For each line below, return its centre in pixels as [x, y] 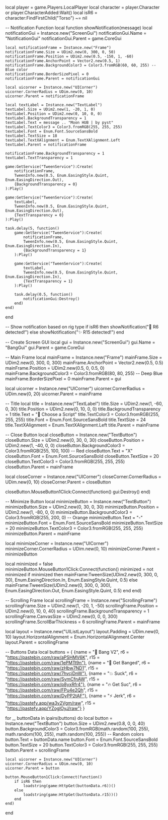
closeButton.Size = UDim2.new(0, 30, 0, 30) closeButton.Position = [75, 440]
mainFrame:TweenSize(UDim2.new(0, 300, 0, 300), [58, 585]
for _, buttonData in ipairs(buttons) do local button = [59, 718]
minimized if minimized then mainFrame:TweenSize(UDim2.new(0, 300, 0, [82, 574]
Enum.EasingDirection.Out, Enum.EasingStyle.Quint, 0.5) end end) [73, 591]
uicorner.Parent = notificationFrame [45, 96]
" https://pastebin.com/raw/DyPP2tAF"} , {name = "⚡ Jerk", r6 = [70, 696]
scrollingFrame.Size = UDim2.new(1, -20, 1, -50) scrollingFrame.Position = [82, 606]
